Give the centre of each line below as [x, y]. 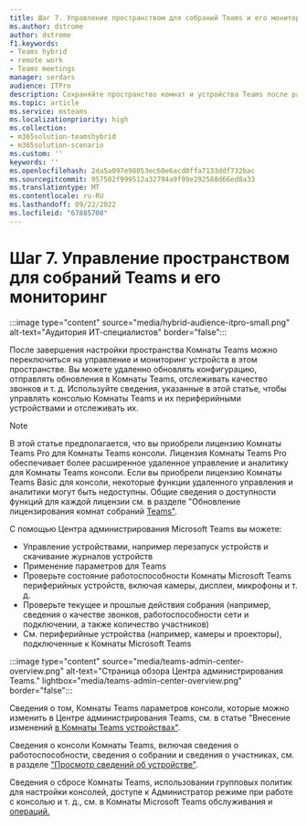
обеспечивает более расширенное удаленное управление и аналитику [149, 463]
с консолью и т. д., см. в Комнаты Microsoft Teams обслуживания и [141, 801]
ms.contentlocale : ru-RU [57, 196]
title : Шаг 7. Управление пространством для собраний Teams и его [138, 18]
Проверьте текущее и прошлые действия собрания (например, [147, 604]
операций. [30, 811]
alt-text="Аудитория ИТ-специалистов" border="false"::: [118, 332]
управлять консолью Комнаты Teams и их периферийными [126, 398]
